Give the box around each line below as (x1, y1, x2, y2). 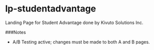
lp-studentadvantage (5, 3, 96, 14)
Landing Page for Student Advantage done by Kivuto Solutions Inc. (5, 19, 143, 25)
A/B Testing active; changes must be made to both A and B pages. (12, 38, 150, 45)
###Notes (5, 29, 26, 35)
